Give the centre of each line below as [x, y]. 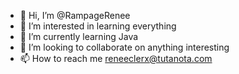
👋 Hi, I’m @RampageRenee [75, 15]
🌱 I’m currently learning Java [79, 36]
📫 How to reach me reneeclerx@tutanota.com [116, 58]
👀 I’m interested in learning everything [98, 26]
